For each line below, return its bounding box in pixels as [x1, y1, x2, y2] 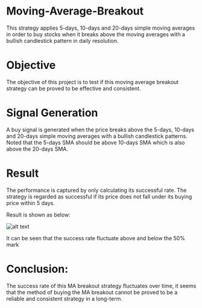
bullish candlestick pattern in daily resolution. [6, 37, 119, 44]
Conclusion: [6, 262, 69, 276]
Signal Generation [6, 106, 98, 120]
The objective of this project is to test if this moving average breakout [6, 78, 179, 85]
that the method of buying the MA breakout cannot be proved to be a [6, 289, 178, 296]
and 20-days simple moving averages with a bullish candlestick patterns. [6, 132, 188, 140]
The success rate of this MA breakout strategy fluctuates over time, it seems [6, 282, 197, 289]
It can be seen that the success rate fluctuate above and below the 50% [6, 234, 186, 241]
